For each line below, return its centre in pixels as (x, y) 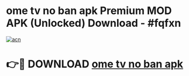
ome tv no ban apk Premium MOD (89, 11)
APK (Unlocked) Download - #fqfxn (94, 23)
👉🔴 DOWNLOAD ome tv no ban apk (94, 64)
